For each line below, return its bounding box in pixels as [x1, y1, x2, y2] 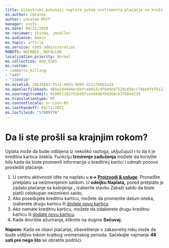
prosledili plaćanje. [5, 164, 44, 170]
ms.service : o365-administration [5, 45, 75, 50]
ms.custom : [5, 63, 28, 68]
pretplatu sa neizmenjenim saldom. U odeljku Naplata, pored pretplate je [12, 179, 164, 185]
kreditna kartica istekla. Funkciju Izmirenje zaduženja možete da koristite [5, 154, 157, 160]
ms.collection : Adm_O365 [5, 59, 57, 64]
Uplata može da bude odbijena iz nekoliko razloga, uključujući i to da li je [5, 148, 156, 154]
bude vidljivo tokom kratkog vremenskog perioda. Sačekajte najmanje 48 [5, 231, 157, 237]
